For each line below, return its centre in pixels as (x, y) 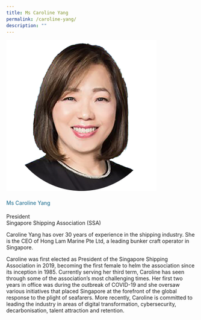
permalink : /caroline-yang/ (42, 19)
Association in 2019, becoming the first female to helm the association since (100, 265)
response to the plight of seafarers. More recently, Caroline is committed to (99, 297)
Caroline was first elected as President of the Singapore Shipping (87, 259)
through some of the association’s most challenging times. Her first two (94, 278)
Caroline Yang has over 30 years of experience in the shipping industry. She (100, 234)
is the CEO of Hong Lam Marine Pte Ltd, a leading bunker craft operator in (98, 241)
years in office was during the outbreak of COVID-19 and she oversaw (93, 284)
